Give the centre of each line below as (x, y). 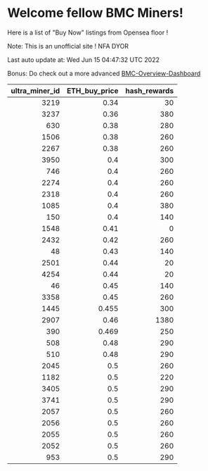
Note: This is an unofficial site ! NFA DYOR (68, 46)
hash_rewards (150, 91)
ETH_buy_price (92, 91)
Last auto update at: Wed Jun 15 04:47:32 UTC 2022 (84, 59)
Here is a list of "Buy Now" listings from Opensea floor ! (88, 32)
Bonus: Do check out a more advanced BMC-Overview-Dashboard (104, 73)
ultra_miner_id (35, 91)
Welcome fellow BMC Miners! (96, 13)
